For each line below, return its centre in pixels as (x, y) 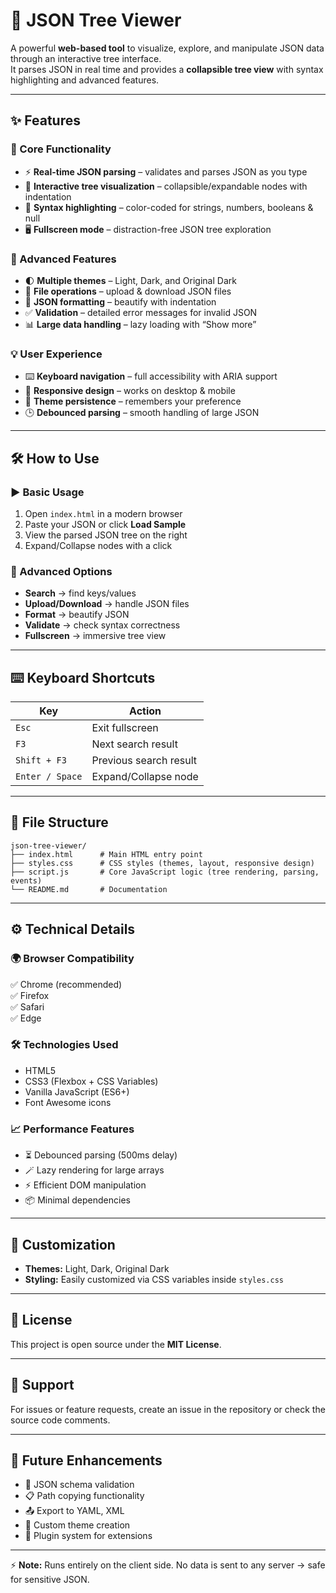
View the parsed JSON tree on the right (106, 535)
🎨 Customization (63, 1244)
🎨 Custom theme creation (77, 1525)
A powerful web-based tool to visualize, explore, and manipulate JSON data (167, 48)
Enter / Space (49, 777)
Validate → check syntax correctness (102, 625)
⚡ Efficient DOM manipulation (85, 1185)
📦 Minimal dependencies (77, 1200)
